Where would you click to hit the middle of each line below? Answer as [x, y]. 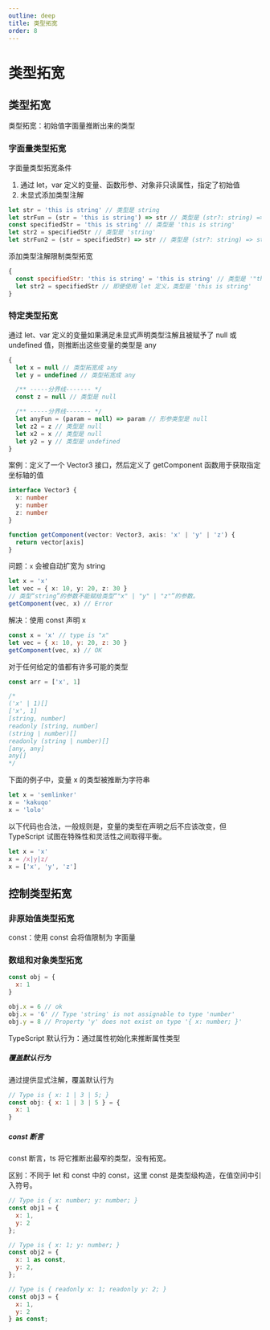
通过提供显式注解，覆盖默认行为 [61, 1079]
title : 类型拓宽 [33, 23]
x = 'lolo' [27, 810]
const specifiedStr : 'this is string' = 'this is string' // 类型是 [131, 279]
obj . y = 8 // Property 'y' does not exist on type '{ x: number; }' [125, 1022]
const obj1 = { [34, 1208]
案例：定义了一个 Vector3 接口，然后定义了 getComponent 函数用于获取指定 [135, 465]
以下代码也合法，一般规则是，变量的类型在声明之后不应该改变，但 [117, 826]
